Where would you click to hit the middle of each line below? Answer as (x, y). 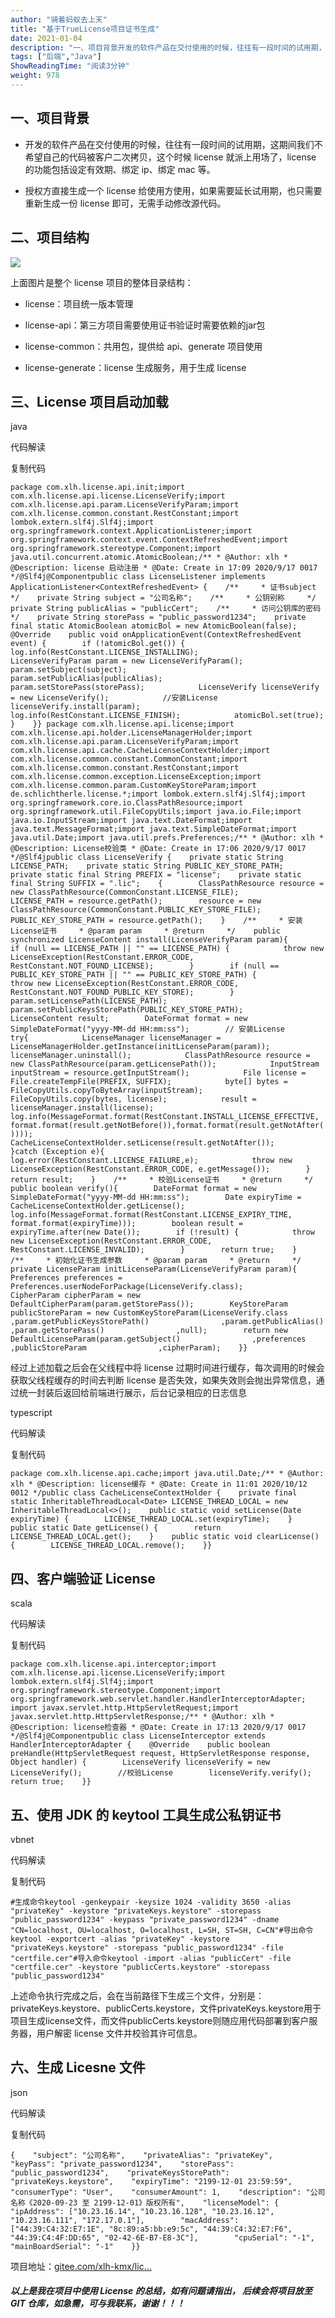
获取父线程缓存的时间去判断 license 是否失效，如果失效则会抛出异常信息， (163, 1380)
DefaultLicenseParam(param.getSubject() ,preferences (158, 1339)
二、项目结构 (50, 237)
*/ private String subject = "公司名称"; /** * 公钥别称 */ (163, 598)
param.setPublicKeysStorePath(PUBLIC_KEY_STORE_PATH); (127, 1010)
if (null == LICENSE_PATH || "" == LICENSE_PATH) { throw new (167, 949)
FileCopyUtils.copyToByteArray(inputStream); (106, 1091)
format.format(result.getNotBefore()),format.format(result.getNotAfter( (167, 1126)
